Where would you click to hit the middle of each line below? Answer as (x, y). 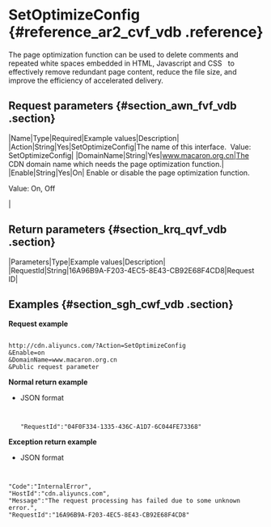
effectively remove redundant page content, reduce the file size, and (123, 71)
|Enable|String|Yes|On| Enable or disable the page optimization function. (129, 173)
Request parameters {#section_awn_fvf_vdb (123, 106)
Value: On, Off (32, 188)
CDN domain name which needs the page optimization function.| (116, 164)
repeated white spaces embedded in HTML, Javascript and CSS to (121, 63)
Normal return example (48, 382)
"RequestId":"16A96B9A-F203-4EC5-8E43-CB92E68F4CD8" (99, 515)
